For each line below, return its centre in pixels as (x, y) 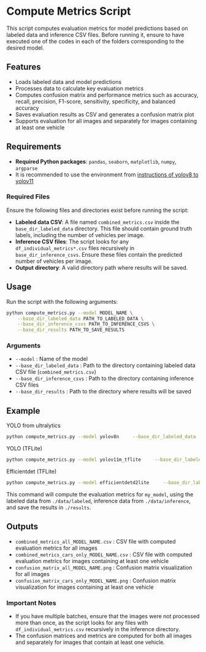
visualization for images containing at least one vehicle (85, 587)
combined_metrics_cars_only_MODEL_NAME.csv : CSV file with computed (104, 554)
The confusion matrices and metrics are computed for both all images (103, 636)
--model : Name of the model (51, 359)
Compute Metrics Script (69, 11)
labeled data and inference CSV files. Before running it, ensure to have (95, 34)
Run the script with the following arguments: (62, 301)
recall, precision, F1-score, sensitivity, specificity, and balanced (95, 101)
